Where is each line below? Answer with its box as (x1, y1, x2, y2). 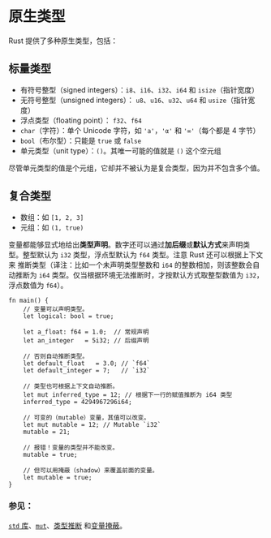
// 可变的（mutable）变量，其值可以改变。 (23, 413, 150, 422)
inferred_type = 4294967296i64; (23, 398, 132, 406)
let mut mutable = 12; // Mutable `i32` (23, 420, 161, 428)
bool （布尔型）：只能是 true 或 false (19, 136, 142, 145)
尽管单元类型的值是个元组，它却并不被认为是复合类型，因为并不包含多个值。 (8, 163, 265, 173)
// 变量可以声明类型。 (23, 305, 89, 313)
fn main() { (8, 296, 49, 304)
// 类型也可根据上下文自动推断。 (23, 382, 119, 390)
